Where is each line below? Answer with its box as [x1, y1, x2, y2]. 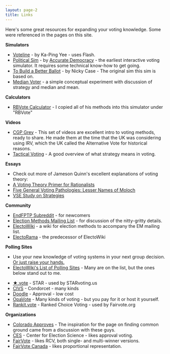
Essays [5, 160, 21, 167]
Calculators [5, 94, 31, 100]
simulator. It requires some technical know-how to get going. [12, 62, 141, 68]
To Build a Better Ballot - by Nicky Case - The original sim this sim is [12, 67, 156, 74]
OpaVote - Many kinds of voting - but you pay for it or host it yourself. [12, 296, 159, 302]
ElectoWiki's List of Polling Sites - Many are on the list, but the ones [12, 264, 155, 271]
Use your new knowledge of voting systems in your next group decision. [12, 253, 165, 259]
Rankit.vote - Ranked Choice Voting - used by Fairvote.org [12, 301, 136, 308]
